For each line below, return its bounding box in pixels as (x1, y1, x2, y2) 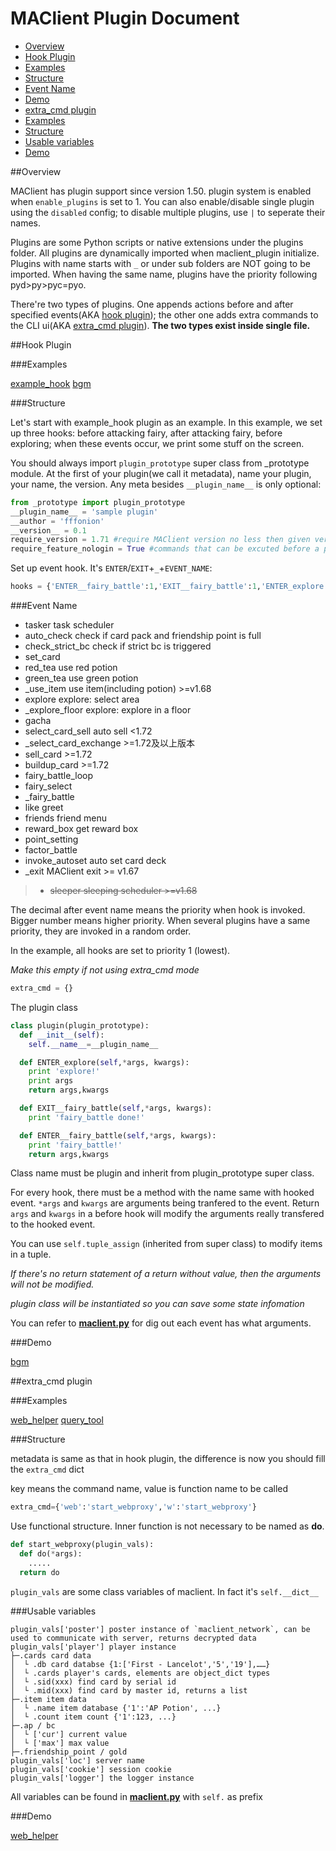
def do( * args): (19, 1549, 83, 1559)
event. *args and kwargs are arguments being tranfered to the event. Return (10, 1197, 320, 1209)
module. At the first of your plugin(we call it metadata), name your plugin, (10, 467, 312, 479)
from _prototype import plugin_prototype (10, 497, 186, 507)
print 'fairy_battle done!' (28, 1112, 145, 1122)
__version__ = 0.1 (10, 525, 87, 536)
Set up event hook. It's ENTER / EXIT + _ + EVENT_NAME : (10, 562, 213, 574)
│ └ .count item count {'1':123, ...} (10, 1712, 177, 1722)
